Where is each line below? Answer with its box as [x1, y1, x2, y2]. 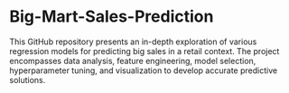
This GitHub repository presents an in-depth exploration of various [9, 36, 257, 47]
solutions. [9, 74, 46, 85]
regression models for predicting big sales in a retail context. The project [9, 45, 280, 56]
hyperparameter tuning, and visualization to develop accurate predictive [9, 65, 278, 76]
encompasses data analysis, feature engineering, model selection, [9, 55, 256, 66]
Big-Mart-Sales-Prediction [9, 6, 214, 27]
